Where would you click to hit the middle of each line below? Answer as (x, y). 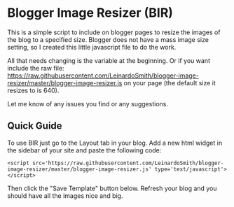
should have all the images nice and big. (65, 195)
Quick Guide (35, 126)
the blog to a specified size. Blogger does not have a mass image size (108, 39)
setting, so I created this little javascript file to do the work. (92, 47)
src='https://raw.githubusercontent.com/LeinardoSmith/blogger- (128, 163)
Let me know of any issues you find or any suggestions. (88, 103)
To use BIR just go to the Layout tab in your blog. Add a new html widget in (115, 143)
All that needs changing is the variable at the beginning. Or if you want (109, 60)
